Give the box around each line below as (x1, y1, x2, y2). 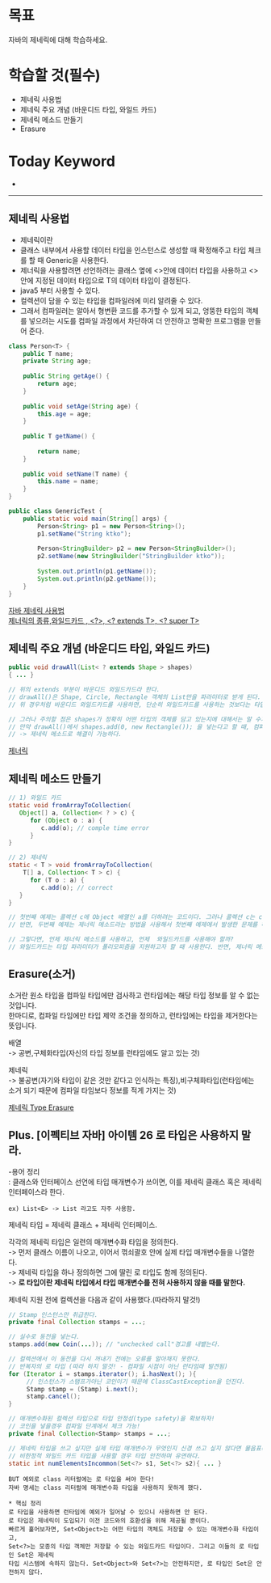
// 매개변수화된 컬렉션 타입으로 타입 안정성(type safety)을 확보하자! (8, 1415, 215, 1423)
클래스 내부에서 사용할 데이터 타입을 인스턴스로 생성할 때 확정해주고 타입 (19, 245, 247, 255)
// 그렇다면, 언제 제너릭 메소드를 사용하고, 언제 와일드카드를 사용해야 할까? (8, 935, 234, 944)
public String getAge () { (23, 372, 110, 380)
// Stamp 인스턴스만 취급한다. (8, 1310, 98, 1318)
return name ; (37, 447, 81, 455)
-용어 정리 (8, 1166, 40, 1176)
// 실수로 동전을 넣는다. (8, 1333, 81, 1341)
